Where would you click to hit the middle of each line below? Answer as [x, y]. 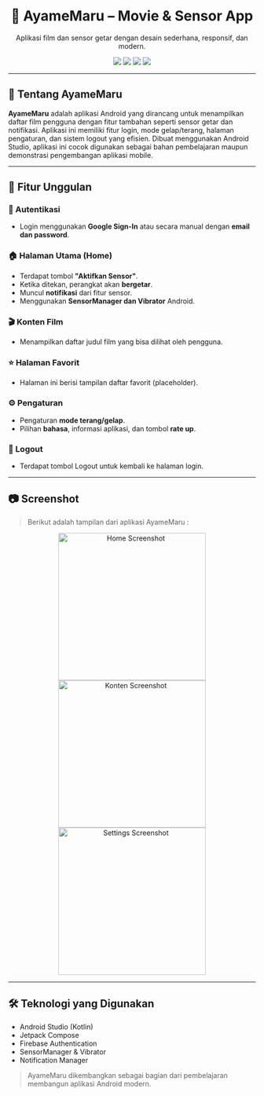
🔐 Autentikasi [34, 210]
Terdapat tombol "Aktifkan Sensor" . [79, 276]
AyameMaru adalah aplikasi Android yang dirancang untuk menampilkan [126, 113]
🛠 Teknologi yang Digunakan [81, 1004]
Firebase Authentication [58, 1043]
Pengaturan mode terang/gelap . [72, 420]
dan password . [44, 235]
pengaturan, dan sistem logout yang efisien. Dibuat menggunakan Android [128, 138]
